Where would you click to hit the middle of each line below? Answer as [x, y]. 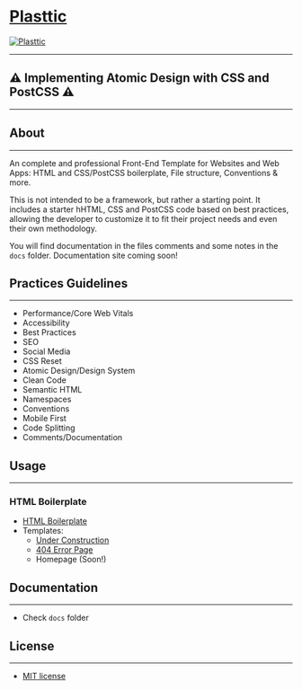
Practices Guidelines [69, 283]
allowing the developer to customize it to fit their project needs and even [143, 218]
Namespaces [47, 399]
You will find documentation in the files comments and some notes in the [144, 245]
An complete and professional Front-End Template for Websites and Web [145, 163]
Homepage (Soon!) [71, 560]
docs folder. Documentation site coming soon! [93, 255]
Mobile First [44, 419]
